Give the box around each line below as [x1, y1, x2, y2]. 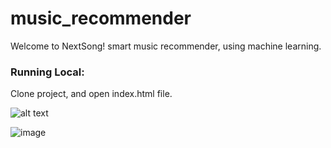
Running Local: [10, 65, 85, 79]
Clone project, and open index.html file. [10, 88, 173, 100]
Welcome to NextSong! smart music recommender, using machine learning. [10, 40, 322, 52]
